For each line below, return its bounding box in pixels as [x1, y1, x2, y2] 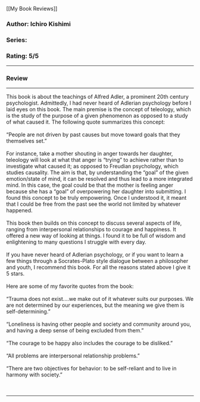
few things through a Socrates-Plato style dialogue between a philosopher [6, 257, 189, 265]
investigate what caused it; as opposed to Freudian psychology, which [6, 163, 179, 170]
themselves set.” [6, 137, 47, 145]
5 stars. [6, 270, 25, 277]
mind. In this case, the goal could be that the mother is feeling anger [6, 181, 174, 189]
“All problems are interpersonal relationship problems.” [6, 352, 140, 359]
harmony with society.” [6, 371, 62, 378]
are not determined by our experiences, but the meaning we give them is [6, 301, 185, 309]
